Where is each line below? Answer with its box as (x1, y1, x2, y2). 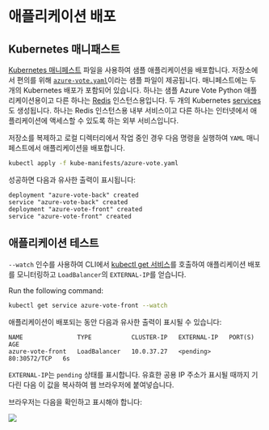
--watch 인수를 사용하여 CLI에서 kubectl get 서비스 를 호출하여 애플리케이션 (8, 259, 246, 269)
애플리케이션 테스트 (8, 236, 99, 250)
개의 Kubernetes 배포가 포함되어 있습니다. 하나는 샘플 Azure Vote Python (8, 86, 242, 95)
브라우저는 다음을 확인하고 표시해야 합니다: (8, 397, 143, 407)
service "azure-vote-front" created (8, 212, 132, 220)
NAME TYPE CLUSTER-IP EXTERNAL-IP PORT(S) (8, 333, 254, 341)
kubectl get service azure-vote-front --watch (8, 301, 168, 309)
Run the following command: (8, 285, 103, 296)
